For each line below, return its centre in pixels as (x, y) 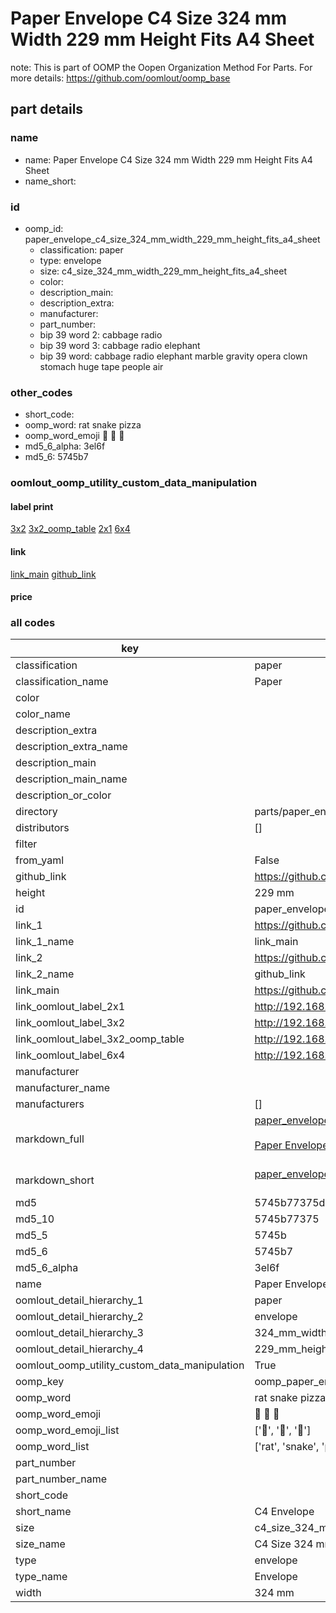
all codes (33, 623)
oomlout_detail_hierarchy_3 (79, 1333)
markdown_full (50, 1139)
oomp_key (40, 1382)
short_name (43, 1512)
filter (26, 844)
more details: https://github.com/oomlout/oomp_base (120, 78)
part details (47, 109)
